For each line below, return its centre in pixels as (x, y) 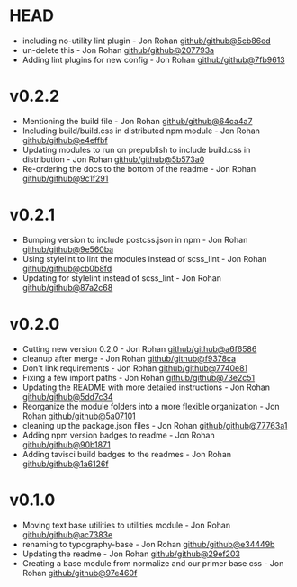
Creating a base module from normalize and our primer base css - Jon (153, 563)
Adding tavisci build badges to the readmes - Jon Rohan (127, 454)
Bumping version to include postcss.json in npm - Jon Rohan (135, 239)
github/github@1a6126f (66, 464)
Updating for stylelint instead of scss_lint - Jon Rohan (122, 278)
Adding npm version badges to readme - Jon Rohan (118, 435)
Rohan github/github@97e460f (80, 573)
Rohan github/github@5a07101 (79, 416)
